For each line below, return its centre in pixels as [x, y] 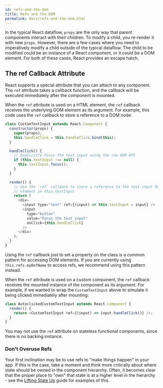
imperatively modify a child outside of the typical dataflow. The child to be [79, 48]
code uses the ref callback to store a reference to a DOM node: [69, 115]
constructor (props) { [31, 129]
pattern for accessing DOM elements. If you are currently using [68, 260]
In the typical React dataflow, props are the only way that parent [69, 33]
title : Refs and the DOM [30, 14]
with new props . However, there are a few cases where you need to [72, 43]
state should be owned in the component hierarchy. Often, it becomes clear [81, 370]
